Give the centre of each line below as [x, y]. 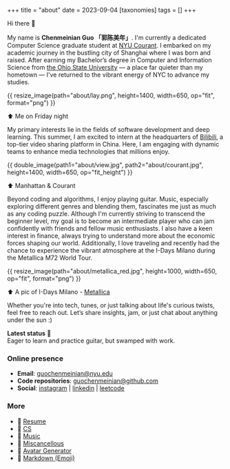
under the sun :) [30, 320]
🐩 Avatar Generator [44, 450]
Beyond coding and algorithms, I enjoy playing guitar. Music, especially [108, 199]
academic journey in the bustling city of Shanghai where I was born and [109, 52]
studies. [18, 82]
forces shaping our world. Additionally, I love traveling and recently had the [114, 243]
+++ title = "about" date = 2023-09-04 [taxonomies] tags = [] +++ [102, 10]
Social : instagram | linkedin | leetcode [71, 388]
